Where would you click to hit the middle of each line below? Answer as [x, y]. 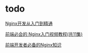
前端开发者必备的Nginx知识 [33, 45]
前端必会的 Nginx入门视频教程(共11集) [44, 34]
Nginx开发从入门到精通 [29, 23]
